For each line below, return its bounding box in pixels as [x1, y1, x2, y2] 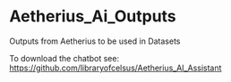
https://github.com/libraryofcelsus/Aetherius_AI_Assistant [9, 62, 222, 73]
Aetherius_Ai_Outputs [9, 6, 176, 27]
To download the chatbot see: [9, 53, 119, 63]
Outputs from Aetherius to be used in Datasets [9, 36, 181, 46]
